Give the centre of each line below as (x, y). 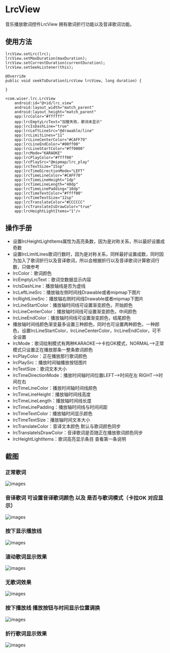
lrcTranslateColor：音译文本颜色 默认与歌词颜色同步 (66, 426)
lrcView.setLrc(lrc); (28, 54)
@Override (16, 76)
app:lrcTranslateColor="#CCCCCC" (50, 202)
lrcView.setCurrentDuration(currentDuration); (55, 63)
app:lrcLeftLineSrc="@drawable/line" (54, 131)
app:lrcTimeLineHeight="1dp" (45, 180)
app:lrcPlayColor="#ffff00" (44, 157)
